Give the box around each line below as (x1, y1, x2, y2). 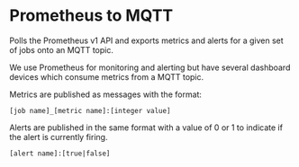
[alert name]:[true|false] (9, 149, 111, 158)
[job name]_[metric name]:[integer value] (9, 106, 171, 115)
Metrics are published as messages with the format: (9, 89, 203, 100)
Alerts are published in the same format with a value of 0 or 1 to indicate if (9, 122, 284, 133)
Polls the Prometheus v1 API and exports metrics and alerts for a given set (9, 35, 284, 46)
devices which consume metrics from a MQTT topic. (9, 71, 204, 82)
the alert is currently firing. (9, 131, 108, 142)
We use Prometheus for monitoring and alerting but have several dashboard (9, 62, 291, 73)
